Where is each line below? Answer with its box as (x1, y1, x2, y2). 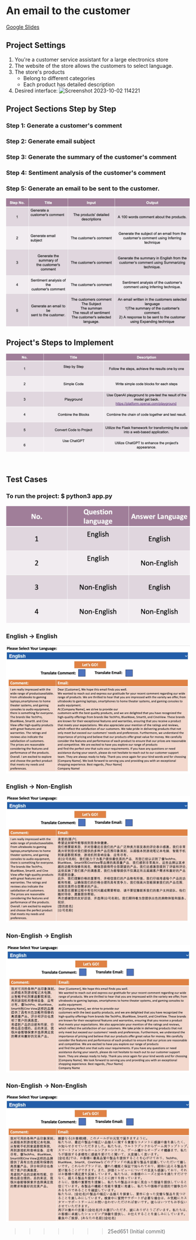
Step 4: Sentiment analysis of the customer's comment (6, 169, 166, 177)
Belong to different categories (23, 74, 95, 81)
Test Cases (6, 475, 48, 484)
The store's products (14, 68, 65, 75)
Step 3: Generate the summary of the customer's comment (6, 153, 177, 161)
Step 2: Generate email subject (6, 137, 95, 145)
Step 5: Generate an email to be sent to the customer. (6, 184, 160, 193)
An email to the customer (6, 4, 131, 18)
